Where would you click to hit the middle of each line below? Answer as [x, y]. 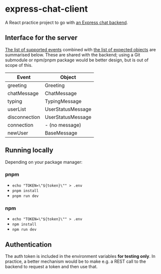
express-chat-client [46, 9]
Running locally [29, 150]
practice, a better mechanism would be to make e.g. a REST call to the [76, 261]
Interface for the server [41, 38]
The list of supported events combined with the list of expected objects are [80, 49]
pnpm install [25, 191]
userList [17, 109]
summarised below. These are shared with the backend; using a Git [73, 55]
